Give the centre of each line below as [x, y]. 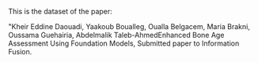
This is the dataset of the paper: [60, 11]
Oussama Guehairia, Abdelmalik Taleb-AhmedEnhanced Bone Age [116, 35]
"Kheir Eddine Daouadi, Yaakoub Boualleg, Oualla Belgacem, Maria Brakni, [129, 26]
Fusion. [20, 52]
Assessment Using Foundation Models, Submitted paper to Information [124, 43]
